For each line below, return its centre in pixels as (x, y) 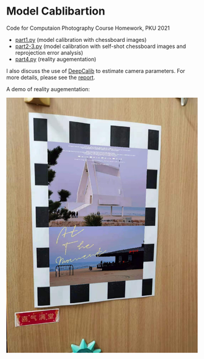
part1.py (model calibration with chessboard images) (81, 39)
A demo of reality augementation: (48, 89)
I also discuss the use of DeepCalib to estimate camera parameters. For (96, 70)
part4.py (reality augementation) (56, 59)
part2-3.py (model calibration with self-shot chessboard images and (100, 46)
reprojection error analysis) (49, 52)
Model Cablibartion (56, 11)
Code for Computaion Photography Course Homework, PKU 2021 (88, 28)
